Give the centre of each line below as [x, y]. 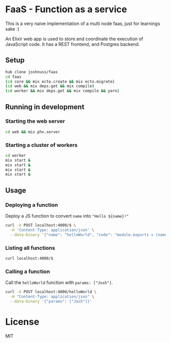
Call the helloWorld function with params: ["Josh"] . [59, 283]
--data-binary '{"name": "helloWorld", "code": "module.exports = [82, 235]
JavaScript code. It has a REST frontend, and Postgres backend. [73, 44]
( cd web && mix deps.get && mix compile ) [50, 86]
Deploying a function [32, 205]
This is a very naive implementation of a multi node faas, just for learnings [83, 23]
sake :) [12, 29]
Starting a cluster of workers [41, 145]
